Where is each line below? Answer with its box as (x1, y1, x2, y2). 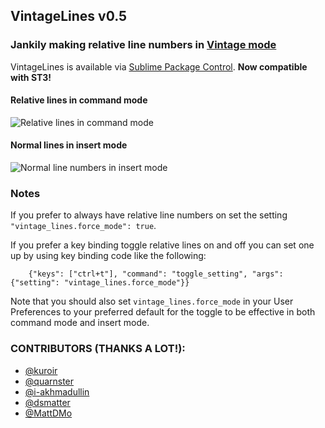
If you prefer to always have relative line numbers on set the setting (10, 209, 288, 221)
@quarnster (24, 375, 75, 387)
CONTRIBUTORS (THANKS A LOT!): (10, 342, 186, 356)
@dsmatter (24, 396, 71, 408)
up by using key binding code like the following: (10, 250, 207, 262)
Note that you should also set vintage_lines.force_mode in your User (10, 295, 294, 308)
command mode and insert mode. (10, 317, 150, 329)
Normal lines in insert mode (10, 139, 128, 151)
